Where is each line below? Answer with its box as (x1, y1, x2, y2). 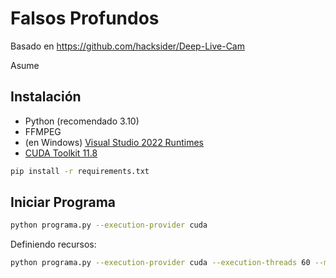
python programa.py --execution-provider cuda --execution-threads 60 (10, 258, 311, 268)
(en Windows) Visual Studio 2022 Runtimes (24, 136, 204, 148)
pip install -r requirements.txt (10, 166, 150, 176)
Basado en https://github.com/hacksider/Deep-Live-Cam (10, 40, 245, 52)
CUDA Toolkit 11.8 (24, 147, 98, 159)
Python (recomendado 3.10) (24, 115, 140, 127)
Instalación (10, 88, 82, 106)
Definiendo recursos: (10, 238, 97, 251)
